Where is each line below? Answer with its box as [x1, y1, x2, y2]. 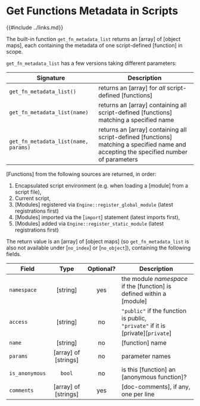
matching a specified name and [98, 140, 186, 148]
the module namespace [121, 274, 188, 283]
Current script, [14, 195, 51, 202]
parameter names [121, 352, 171, 360]
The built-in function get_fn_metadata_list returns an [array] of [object [6, 35, 181, 42]
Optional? [87, 264, 116, 273]
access [9, 318, 28, 325]
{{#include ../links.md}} [6, 24, 64, 31]
